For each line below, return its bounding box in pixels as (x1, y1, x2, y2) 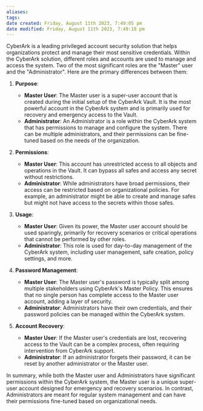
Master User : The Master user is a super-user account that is (24, 92, 178, 99)
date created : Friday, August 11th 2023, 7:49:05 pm (6, 20, 142, 26)
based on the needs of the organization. (40, 137, 141, 144)
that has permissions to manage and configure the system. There (24, 124, 188, 131)
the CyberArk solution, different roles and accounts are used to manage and (6, 55, 196, 63)
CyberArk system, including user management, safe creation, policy (24, 248, 194, 256)
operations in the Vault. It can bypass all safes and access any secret (24, 167, 197, 174)
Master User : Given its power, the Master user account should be (24, 223, 188, 230)
